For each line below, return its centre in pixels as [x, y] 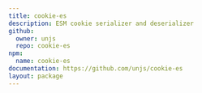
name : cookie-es [43, 61]
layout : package [36, 76]
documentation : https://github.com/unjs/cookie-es [96, 69]
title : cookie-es [38, 16]
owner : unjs [36, 38]
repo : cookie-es [43, 46]
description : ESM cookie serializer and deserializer [101, 23]
